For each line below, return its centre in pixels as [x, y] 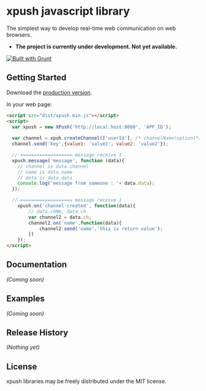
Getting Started [36, 78]
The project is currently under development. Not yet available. [96, 47]
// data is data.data [45, 178]
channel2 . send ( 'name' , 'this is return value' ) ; [101, 229]
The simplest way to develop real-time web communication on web [91, 28]
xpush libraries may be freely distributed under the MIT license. [86, 381]
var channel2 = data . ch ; [60, 217]
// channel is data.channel [53, 166]
